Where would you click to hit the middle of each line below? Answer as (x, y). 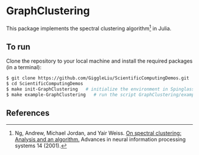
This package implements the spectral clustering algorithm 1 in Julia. (89, 28)
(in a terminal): (24, 67)
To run (18, 46)
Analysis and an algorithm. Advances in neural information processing (100, 139)
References (28, 113)
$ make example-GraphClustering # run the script (71, 95)
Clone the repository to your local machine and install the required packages (99, 61)
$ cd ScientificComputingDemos (45, 84)
